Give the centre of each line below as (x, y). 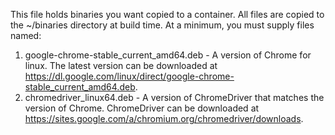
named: (26, 35)
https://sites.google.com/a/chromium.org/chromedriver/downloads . (164, 118)
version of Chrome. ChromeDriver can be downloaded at (142, 108)
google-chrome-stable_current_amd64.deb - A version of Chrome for (168, 55)
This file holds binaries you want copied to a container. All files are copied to (167, 14)
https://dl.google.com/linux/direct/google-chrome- (129, 76)
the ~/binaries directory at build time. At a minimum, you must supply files (162, 25)
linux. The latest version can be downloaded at (121, 65)
